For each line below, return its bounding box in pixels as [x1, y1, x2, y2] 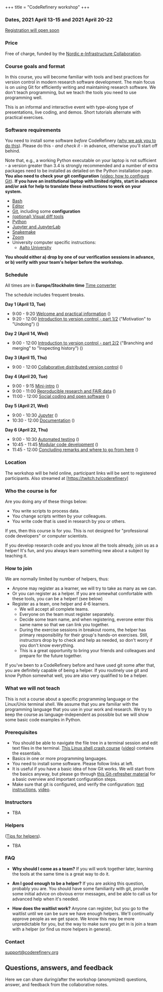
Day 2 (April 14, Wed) [5, 331, 49, 337]
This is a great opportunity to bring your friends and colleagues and [19, 648, 155, 654]
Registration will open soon [5, 27, 59, 33]
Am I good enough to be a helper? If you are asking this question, [12, 880, 145, 886]
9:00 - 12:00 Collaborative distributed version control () [12, 364, 123, 370]
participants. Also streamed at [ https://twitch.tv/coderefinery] [5, 475, 129, 481]
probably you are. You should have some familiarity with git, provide [12, 885, 148, 892]
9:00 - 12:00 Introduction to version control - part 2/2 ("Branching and [12, 340, 153, 346]
